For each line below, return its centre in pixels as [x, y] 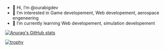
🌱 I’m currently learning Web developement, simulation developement [83, 23]
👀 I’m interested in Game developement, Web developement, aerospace [86, 13]
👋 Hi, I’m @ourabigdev [35, 8]
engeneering [25, 18]
